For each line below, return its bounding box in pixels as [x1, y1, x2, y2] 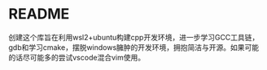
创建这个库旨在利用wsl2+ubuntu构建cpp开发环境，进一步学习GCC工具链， [8, 32, 260, 42]
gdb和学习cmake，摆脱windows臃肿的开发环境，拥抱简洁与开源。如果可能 [8, 42, 260, 52]
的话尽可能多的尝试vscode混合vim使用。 [8, 52, 145, 62]
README [8, 5, 70, 23]
